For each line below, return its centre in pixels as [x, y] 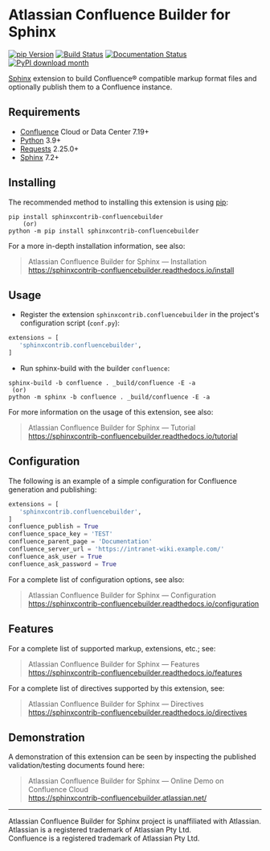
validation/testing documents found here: [76, 766]
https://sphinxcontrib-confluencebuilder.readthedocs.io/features [135, 672]
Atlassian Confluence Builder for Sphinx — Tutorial [112, 428]
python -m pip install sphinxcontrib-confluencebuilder [104, 231]
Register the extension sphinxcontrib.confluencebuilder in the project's [139, 315]
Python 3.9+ [41, 140]
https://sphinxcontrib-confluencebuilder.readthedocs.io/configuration [143, 603]
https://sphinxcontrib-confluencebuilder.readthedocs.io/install [131, 270]
